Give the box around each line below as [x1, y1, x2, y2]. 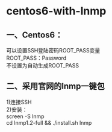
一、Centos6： [6, 30, 63, 40]
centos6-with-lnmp [6, 4, 107, 18]
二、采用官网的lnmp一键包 [6, 81, 105, 92]
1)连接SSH [6, 98, 32, 105]
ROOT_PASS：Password [6, 54, 67, 61]
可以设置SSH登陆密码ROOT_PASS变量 [6, 47, 101, 54]
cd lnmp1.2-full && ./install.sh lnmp [6, 119, 92, 126]
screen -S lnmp [6, 113, 45, 120]
